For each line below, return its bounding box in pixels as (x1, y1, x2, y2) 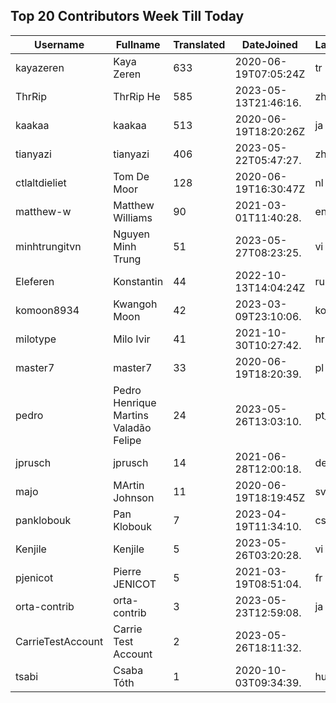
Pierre (113, 564, 142, 578)
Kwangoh (113, 297, 158, 311)
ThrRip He (113, 89, 161, 103)
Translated (173, 37, 226, 51)
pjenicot (15, 570, 54, 584)
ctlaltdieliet (15, 175, 67, 189)
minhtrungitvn (15, 239, 82, 253)
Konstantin (113, 274, 164, 288)
